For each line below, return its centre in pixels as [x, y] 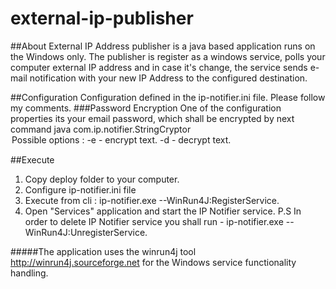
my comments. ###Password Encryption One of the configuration [146, 108]
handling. [29, 273]
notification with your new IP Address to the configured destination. [168, 78]
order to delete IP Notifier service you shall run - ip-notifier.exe [154, 221]
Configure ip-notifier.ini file [80, 189]
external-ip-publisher [102, 18]
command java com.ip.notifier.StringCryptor [101, 129]
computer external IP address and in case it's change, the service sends [159, 67]
